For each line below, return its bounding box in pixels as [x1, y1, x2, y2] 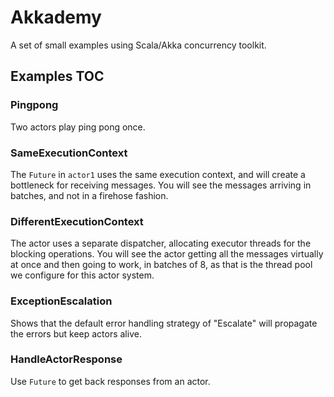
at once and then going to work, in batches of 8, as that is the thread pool [10, 259, 313, 271]
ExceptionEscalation [10, 294, 113, 308]
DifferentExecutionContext [10, 214, 144, 228]
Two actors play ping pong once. [10, 121, 146, 133]
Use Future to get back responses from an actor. [10, 375, 211, 387]
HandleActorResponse [10, 352, 123, 366]
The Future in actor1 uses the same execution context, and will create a [10, 168, 306, 180]
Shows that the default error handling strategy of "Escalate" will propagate [10, 317, 318, 329]
